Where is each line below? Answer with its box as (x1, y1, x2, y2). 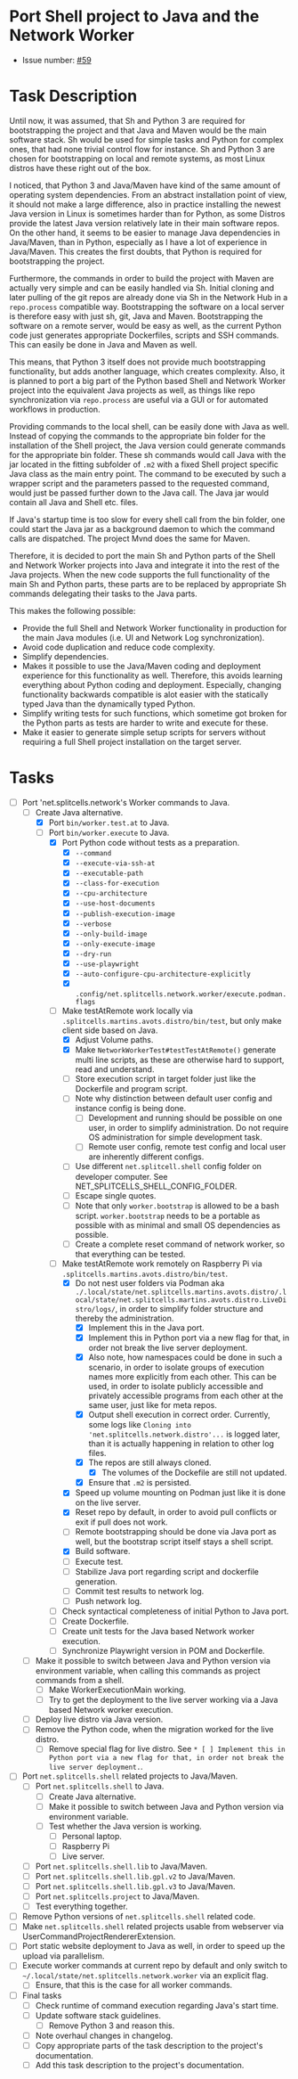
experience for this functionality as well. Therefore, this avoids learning (21, 670, 283, 681)
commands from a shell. (35, 1675, 125, 1686)
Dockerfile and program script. (75, 1084, 189, 1094)
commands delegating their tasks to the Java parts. (9, 588, 197, 599)
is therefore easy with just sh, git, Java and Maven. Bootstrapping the (9, 310, 264, 322)
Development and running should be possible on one (88, 1112, 283, 1124)
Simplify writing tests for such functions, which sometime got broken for (21, 708, 287, 718)
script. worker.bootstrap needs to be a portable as (75, 1210, 261, 1221)
